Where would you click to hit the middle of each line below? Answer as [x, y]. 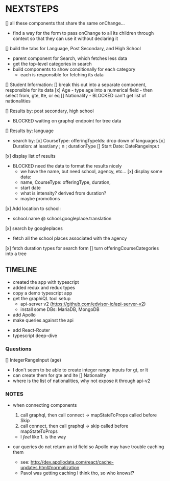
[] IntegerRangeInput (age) [33, 360]
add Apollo [24, 315]
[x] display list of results [31, 156]
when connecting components [45, 405]
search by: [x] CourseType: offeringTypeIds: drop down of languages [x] [89, 140]
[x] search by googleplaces [34, 228]
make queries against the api [43, 320]
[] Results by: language [30, 131]
